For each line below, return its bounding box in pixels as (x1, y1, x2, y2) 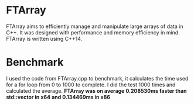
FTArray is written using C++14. (6, 35, 83, 42)
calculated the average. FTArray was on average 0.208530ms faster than (6, 87, 187, 94)
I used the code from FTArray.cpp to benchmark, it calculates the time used (6, 75, 189, 82)
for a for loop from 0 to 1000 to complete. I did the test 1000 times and (6, 81, 176, 88)
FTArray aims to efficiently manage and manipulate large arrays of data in (6, 23, 183, 30)
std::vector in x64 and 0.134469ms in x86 (6, 93, 110, 100)
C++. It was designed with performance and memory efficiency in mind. (6, 29, 180, 36)
